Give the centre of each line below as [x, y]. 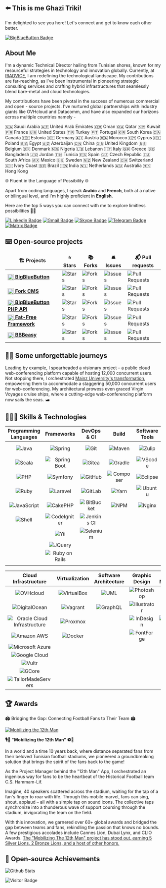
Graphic [142, 575]
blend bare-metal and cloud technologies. [48, 91]
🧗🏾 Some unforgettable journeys [56, 356]
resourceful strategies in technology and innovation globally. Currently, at [80, 70]
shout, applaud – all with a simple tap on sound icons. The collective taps [80, 802]
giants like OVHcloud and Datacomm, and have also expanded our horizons [82, 111]
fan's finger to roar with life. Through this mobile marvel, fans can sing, [77, 797]
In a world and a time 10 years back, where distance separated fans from [79, 751]
